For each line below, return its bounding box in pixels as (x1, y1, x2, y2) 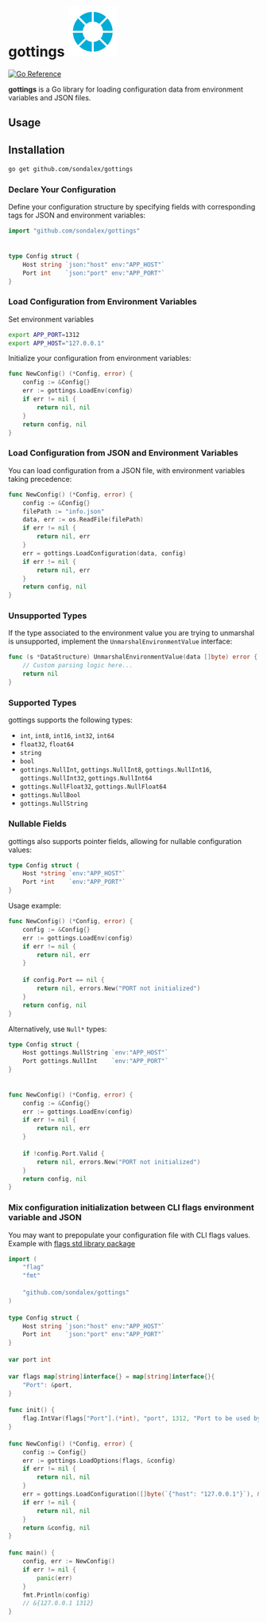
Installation (8, 143, 65, 157)
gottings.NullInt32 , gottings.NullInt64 (19, 773, 153, 783)
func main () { (8, 1549, 56, 1557)
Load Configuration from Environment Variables (8, 296, 197, 307)
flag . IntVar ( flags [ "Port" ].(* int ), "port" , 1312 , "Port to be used (22, 1414, 250, 1423)
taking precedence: (8, 474, 72, 483)
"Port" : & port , (22, 1381, 73, 1389)
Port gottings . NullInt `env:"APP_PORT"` (22, 1058, 169, 1066)
